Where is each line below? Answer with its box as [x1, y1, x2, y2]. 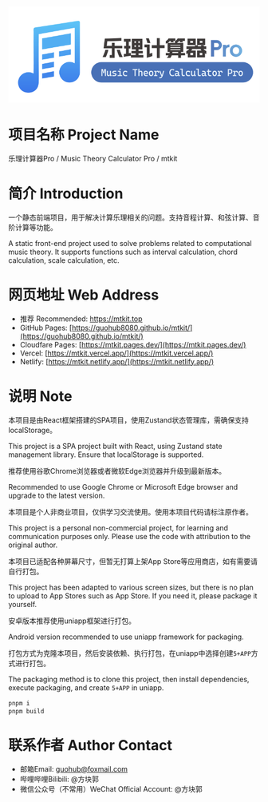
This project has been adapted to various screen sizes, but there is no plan [8, 582, 254, 592]
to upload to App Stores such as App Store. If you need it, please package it [8, 590, 258, 601]
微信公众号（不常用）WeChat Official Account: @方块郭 [19, 784, 203, 793]
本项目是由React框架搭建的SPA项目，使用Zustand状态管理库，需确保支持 [8, 415, 249, 425]
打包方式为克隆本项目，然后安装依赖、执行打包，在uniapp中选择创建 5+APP [8, 648, 251, 657]
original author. [8, 540, 58, 550]
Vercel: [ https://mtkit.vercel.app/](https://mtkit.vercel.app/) [19, 348, 214, 358]
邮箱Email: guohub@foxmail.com [19, 764, 128, 773]
